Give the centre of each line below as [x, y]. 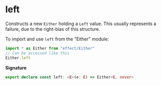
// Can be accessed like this [38, 53]
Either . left [18, 58]
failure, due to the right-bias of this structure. [53, 29]
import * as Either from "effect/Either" [50, 48]
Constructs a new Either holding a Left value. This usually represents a [81, 24]
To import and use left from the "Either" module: [57, 39]
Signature [16, 68]
